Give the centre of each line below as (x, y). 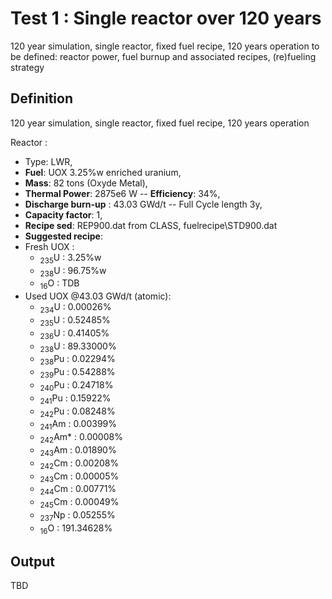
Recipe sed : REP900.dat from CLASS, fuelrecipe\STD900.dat (151, 225)
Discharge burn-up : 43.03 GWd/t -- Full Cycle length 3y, (143, 204)
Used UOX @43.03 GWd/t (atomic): (98, 296)
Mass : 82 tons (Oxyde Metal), (86, 183)
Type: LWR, (48, 161)
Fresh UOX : (49, 246)
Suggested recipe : (63, 236)
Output (32, 561)
